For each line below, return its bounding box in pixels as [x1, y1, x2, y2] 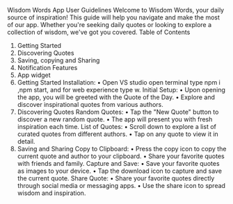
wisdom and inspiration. [17, 189, 86, 197]
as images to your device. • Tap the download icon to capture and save [17, 167, 223, 175]
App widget [17, 71, 51, 79]
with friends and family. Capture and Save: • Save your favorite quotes [17, 160, 220, 167]
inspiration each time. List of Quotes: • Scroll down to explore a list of [17, 123, 217, 130]
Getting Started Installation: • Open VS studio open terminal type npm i [17, 78, 220, 86]
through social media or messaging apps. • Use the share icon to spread [17, 182, 226, 189]
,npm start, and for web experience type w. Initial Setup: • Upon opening [17, 86, 226, 94]
